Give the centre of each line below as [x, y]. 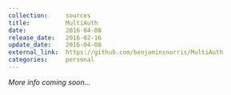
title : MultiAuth [53, 23]
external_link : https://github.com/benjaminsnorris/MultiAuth [116, 52]
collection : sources [50, 15]
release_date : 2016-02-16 [55, 38]
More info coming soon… [50, 82]
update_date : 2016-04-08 [55, 45]
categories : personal [51, 60]
